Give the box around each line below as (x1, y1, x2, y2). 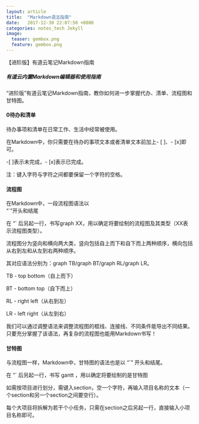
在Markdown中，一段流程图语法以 (6, 200, 89, 207)
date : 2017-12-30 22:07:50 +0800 (6, 20, 94, 25)
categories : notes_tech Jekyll (6, 25, 84, 31)
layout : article (6, 8, 46, 15)
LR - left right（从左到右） (6, 310, 70, 317)
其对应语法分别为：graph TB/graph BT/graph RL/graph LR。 (6, 260, 152, 267)
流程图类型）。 (11, 227, 46, 235)
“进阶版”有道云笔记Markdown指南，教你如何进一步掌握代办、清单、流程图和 (6, 89, 192, 97)
